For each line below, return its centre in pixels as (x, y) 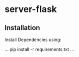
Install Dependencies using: (33, 39)
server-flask (31, 9)
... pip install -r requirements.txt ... (39, 49)
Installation (22, 28)
